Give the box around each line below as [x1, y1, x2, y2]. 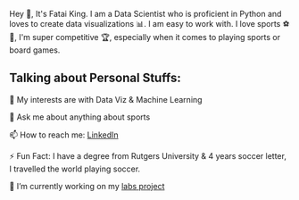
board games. [9, 45, 61, 55]
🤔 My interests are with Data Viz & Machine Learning [9, 94, 203, 104]
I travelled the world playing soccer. [9, 163, 141, 174]
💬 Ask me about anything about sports [9, 112, 151, 122]
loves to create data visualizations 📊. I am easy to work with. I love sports [9, 19, 281, 29]
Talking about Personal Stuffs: [9, 71, 181, 86]
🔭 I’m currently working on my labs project [9, 180, 165, 191]
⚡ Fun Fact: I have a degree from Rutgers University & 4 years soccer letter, [9, 150, 287, 161]
